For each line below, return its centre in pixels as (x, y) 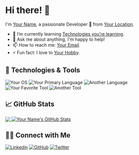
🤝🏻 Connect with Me (38, 135)
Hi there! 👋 (28, 10)
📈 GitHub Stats (30, 104)
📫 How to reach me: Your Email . (47, 45)
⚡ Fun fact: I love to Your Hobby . (46, 52)
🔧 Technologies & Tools (43, 70)
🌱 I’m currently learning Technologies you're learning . (68, 34)
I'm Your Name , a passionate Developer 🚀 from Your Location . (70, 24)
